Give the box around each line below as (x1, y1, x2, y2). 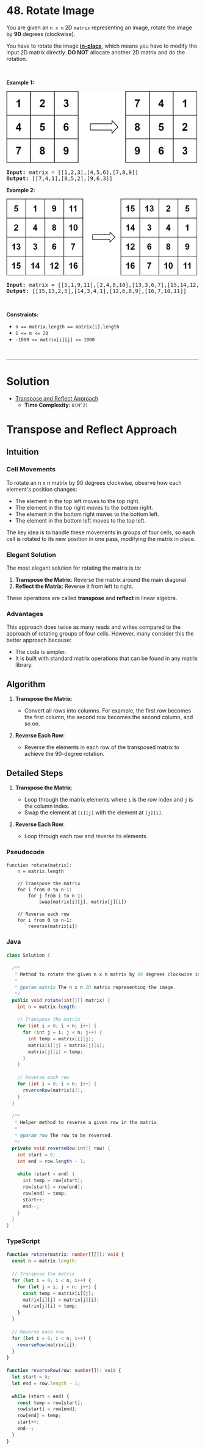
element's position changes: (6, 485, 77, 493)
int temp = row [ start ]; (22, 1178, 84, 1184)
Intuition (6, 447, 39, 457)
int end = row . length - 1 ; (17, 1158, 86, 1164)
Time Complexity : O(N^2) (24, 401, 88, 408)
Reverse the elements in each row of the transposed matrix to (24, 744, 180, 751)
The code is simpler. (15, 648, 67, 656)
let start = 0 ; (12, 1374, 51, 1380)
